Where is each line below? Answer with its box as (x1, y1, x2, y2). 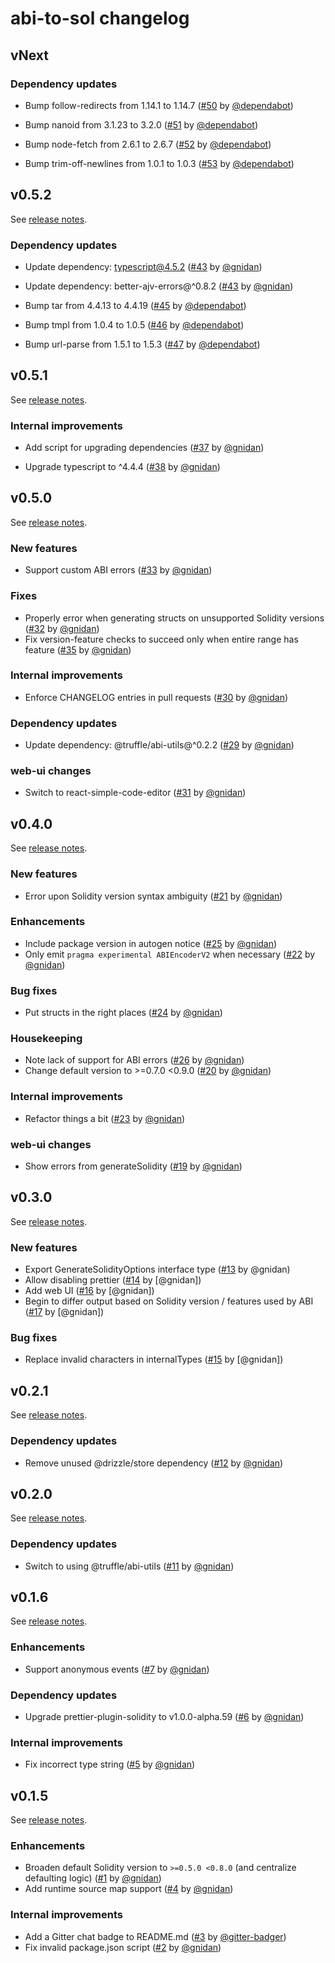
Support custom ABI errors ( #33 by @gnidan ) (24, 564, 213, 576)
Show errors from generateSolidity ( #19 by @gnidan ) (24, 1160, 243, 1172)
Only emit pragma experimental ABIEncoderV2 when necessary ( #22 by (24, 948, 316, 960)
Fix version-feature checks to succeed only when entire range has (24, 633, 299, 645)
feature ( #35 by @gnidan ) (24, 643, 132, 656)
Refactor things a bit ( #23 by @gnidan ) (24, 1112, 186, 1124)
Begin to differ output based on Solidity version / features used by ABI (24, 1295, 314, 1307)
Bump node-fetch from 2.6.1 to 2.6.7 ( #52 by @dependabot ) (24, 138, 272, 150)
